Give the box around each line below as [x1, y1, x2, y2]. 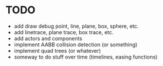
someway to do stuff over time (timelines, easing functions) [13, 53, 158, 60]
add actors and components [13, 35, 83, 42]
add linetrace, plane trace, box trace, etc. [13, 28, 114, 35]
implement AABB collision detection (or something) [13, 41, 138, 48]
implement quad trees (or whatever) [13, 47, 101, 54]
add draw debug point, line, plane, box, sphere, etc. [13, 23, 139, 30]
